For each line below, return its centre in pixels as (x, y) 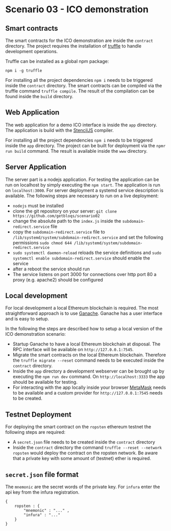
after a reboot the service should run (51, 269)
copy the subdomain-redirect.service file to (59, 232)
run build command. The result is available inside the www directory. (77, 151)
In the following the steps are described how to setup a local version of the (84, 329)
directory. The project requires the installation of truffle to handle (74, 46)
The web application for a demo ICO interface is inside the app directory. (81, 125)
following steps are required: (35, 432)
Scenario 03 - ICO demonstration (77, 9)
